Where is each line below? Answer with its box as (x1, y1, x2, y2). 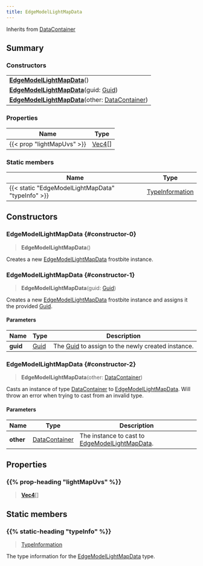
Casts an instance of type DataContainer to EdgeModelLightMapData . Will (6, 386, 191, 393)
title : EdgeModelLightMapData (6, 8, 83, 15)
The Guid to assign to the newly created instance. (53, 342, 194, 350)
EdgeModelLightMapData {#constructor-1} (6, 271, 135, 279)
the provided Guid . (6, 302, 53, 309)
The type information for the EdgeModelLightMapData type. (6, 552, 155, 560)
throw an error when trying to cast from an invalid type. (6, 392, 144, 400)
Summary (6, 43, 44, 53)
